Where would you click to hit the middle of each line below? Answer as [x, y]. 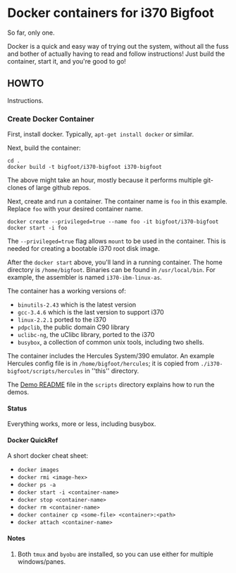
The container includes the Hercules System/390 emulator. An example [111, 356]
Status [17, 408]
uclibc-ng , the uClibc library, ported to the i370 [86, 335]
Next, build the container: [44, 148]
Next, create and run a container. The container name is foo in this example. [117, 201]
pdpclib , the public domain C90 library [74, 327]
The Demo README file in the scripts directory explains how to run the [111, 385]
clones [17, 188]
